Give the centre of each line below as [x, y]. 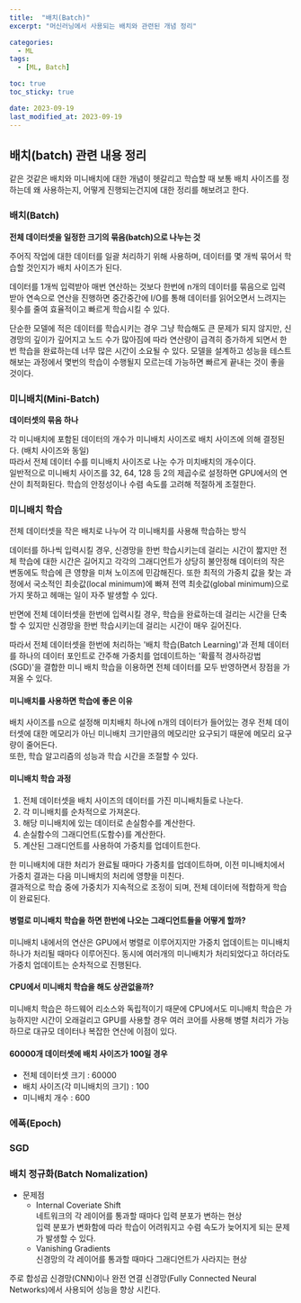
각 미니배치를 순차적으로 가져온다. [81, 811]
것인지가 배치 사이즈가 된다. [74, 267]
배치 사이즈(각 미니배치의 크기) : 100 [86, 1087]
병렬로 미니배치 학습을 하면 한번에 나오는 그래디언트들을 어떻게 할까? [128, 920]
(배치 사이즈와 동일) [55, 450]
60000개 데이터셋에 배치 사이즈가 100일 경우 [89, 1054]
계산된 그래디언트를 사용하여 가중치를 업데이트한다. [111, 845]
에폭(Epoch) [35, 1124]
